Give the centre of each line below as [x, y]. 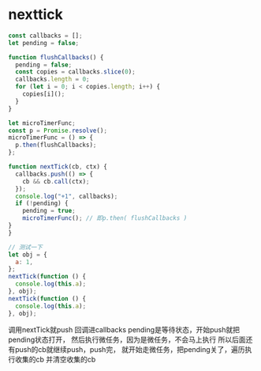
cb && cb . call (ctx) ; [56, 181]
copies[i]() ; [44, 94]
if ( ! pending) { [42, 203]
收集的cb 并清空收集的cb [55, 359]
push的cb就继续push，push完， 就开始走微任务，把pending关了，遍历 [130, 349]
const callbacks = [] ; [45, 36]
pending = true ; [49, 211]
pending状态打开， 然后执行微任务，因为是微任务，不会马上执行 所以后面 [127, 339]
